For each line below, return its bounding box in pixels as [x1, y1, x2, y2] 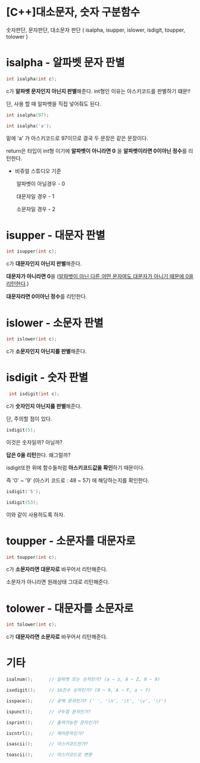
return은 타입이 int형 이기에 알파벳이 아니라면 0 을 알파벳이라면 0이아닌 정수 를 [6, 147, 187, 154]
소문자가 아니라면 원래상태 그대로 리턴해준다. [6, 579, 110, 586]
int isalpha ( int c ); [6, 76, 58, 82]
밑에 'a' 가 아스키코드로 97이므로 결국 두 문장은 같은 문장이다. [6, 134, 149, 141]
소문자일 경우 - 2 [16, 205, 55, 213]
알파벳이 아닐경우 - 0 [16, 180, 65, 187]
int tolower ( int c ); [6, 622, 58, 627]
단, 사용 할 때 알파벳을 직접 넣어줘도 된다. [6, 100, 101, 107]
